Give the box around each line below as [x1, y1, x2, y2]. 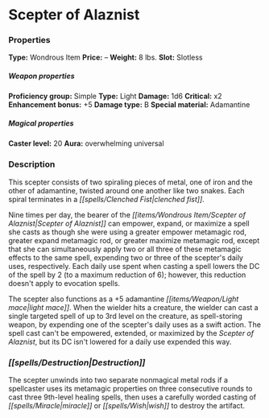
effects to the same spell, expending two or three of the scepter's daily [8, 252, 244, 263]
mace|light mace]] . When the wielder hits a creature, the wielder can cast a [8, 302, 259, 312]
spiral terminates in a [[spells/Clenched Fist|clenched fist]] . [8, 194, 205, 204]
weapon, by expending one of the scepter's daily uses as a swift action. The [8, 320, 262, 329]
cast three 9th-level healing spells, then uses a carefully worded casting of [8, 392, 256, 402]
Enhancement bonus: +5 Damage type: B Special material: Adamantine [8, 100, 250, 110]
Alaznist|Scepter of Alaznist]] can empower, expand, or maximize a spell [8, 218, 250, 228]
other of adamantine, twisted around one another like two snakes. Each [8, 185, 245, 195]
